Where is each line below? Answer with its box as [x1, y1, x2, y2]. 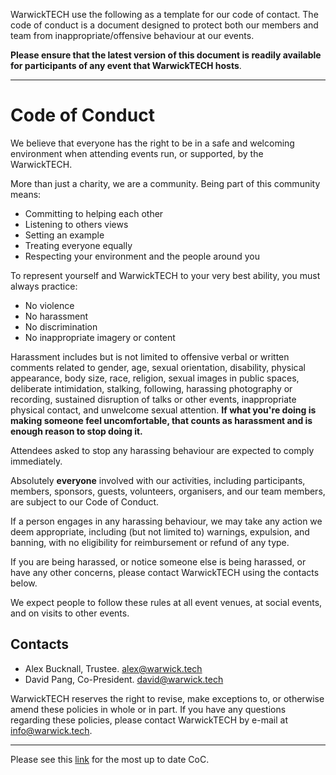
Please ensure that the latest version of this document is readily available [10, 49, 322, 61]
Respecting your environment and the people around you [24, 250, 260, 262]
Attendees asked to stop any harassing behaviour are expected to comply [10, 444, 315, 456]
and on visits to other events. [10, 607, 130, 619]
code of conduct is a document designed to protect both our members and [10, 19, 319, 31]
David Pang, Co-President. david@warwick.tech [24, 673, 224, 685]
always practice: [10, 280, 78, 292]
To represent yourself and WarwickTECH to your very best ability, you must [10, 269, 321, 281]
